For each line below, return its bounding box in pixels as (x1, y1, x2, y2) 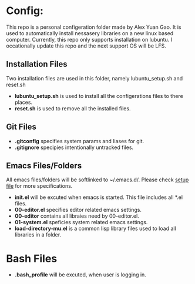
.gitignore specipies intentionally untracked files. (14, 144, 134, 151)
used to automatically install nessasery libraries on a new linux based (6, 29, 174, 36)
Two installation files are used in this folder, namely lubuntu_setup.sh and (6, 75, 183, 82)
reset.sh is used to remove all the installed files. (14, 104, 131, 112)
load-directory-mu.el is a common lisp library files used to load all (14, 225, 176, 232)
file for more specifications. (6, 182, 73, 190)
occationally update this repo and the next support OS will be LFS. (6, 42, 166, 49)
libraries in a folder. (14, 231, 62, 238)
